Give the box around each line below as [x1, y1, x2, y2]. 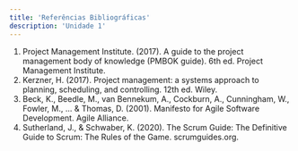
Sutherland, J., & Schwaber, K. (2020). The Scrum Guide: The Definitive [22, 122, 287, 132]
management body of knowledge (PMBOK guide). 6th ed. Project [22, 55, 263, 66]
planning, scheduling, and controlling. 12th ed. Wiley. [22, 84, 218, 95]
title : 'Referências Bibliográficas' [9, 13, 151, 22]
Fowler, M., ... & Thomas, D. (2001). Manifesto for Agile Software [22, 103, 260, 113]
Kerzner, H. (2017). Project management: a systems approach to [22, 74, 259, 85]
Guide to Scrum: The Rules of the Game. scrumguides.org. [22, 131, 240, 142]
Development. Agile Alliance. [22, 113, 129, 123]
